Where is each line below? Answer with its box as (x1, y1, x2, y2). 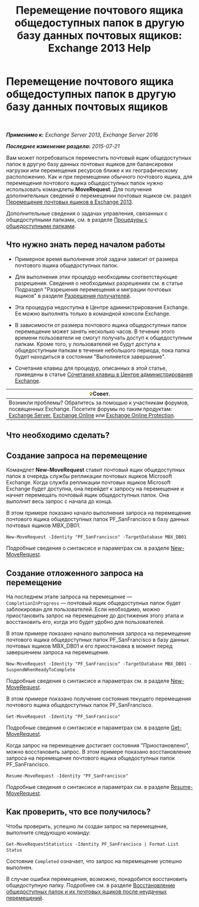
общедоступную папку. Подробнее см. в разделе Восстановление (6, 881, 176, 889)
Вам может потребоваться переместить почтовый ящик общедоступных (6, 154, 191, 161)
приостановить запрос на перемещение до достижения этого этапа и (6, 612, 184, 619)
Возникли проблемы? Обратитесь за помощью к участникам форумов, (8, 399, 189, 406)
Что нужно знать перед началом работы (6, 240, 165, 250)
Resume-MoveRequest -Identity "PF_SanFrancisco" (6, 773, 129, 779)
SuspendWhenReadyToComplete (6, 667, 76, 673)
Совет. (92, 390, 111, 398)
